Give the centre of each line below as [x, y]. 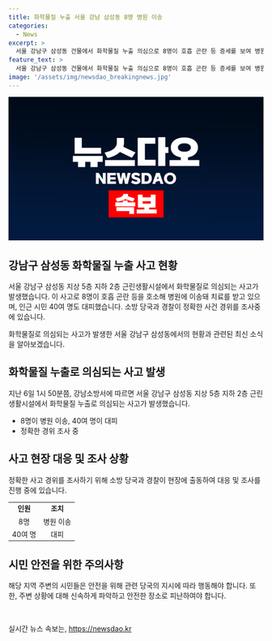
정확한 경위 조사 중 [49, 431]
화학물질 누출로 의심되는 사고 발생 [87, 372]
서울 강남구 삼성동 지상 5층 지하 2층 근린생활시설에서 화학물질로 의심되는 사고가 [134, 286]
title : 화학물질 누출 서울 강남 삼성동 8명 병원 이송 [86, 17]
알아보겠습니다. [41, 344]
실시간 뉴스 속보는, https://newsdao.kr [70, 629]
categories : [28, 26]
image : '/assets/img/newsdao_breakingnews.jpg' [90, 77]
